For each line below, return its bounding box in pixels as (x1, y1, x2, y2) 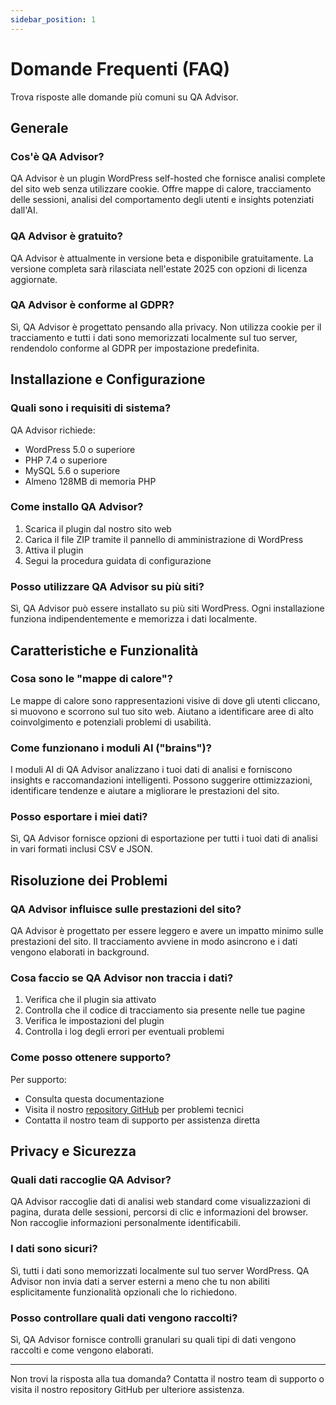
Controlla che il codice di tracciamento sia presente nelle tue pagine (24, 1004, 306, 1016)
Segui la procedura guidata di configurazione (24, 554, 212, 566)
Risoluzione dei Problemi (10, 872, 168, 889)
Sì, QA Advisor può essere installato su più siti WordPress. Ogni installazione (10, 602, 325, 615)
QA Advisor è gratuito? (10, 229, 123, 243)
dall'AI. (10, 204, 38, 216)
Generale (10, 119, 69, 136)
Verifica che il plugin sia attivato (24, 994, 157, 1006)
